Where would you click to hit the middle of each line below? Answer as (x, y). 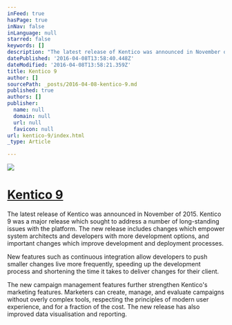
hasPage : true (28, 20)
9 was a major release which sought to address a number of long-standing (113, 221)
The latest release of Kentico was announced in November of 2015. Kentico (114, 214)
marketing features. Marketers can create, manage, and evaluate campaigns (116, 292)
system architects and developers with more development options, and (108, 236)
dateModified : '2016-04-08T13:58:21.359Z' (69, 65)
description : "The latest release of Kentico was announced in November (114, 52)
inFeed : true (26, 13)
